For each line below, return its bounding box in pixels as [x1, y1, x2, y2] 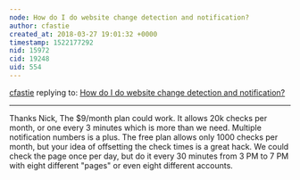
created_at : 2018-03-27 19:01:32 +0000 [9, 29, 158, 38]
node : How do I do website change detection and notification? [9, 12, 250, 22]
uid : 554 [9, 63, 42, 72]
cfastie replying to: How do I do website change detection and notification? [9, 86, 286, 98]
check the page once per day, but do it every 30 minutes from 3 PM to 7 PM [9, 151, 289, 161]
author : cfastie [9, 21, 70, 30]
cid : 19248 [9, 54, 50, 63]
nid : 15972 [9, 46, 50, 55]
